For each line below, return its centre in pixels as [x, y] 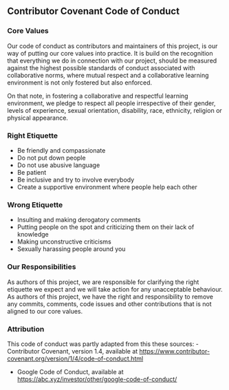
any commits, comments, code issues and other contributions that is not [109, 304]
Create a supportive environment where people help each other [107, 187]
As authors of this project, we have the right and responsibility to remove [110, 296]
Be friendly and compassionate [61, 150]
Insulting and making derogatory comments [79, 220]
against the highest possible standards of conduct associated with [101, 67]
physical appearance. [38, 118]
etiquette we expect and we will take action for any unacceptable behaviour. [115, 289]
